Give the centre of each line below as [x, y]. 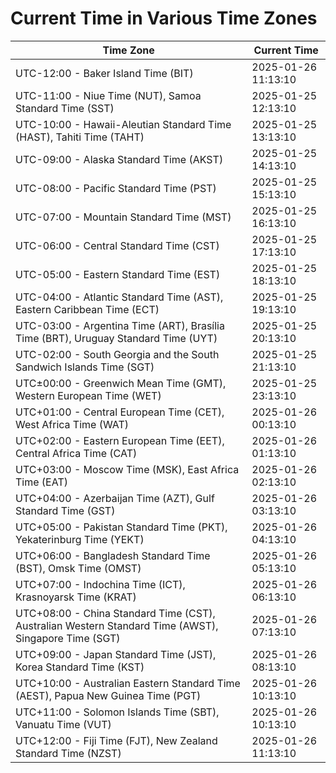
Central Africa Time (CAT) [76, 453]
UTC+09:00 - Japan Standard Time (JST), [116, 654]
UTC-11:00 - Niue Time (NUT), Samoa [108, 95]
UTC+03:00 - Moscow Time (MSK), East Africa [127, 469]
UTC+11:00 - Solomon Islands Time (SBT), [117, 712]
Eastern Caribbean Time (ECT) [87, 309]
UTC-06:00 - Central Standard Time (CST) [117, 245]
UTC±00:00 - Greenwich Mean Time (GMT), [121, 383]
